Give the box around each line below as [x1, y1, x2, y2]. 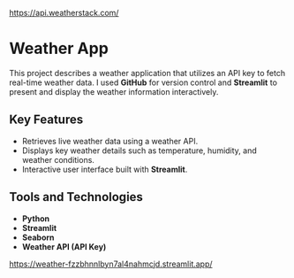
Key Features [9, 112, 84, 127]
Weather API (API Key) [21, 241, 107, 251]
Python [21, 212, 50, 224]
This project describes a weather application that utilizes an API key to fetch [9, 67, 285, 78]
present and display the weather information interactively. [9, 86, 219, 97]
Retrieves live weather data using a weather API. [21, 135, 199, 146]
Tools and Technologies [9, 189, 144, 205]
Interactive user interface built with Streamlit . [21, 164, 188, 174]
